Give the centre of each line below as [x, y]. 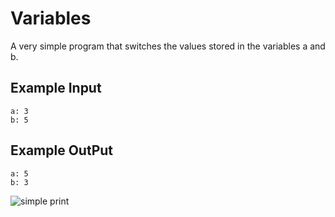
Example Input [56, 88]
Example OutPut [62, 150]
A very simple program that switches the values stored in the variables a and [168, 46]
